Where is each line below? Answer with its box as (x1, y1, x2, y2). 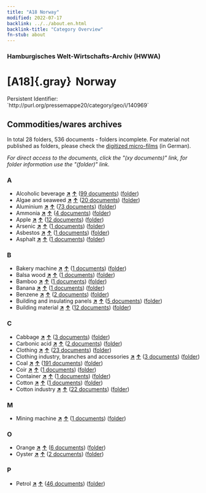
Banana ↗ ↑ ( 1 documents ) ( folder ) (15, 284, 105, 292)
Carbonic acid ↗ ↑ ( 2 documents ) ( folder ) (15, 340, 123, 347)
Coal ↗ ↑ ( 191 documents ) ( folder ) (15, 359, 103, 367)
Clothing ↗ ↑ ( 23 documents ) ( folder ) (15, 346, 112, 354)
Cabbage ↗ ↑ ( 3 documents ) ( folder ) (15, 333, 110, 341)
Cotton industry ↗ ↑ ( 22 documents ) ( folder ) (15, 385, 130, 393)
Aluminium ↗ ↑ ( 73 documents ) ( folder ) (15, 203, 117, 211)
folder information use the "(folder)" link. (7, 160, 110, 168)
